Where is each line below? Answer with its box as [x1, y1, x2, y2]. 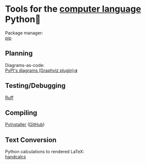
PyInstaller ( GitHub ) [5, 122, 45, 127]
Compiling [5, 108, 38, 117]
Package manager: [5, 30, 43, 36]
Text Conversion [5, 136, 57, 144]
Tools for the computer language [5, 3, 141, 15]
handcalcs [5, 154, 26, 160]
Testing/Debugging [5, 82, 66, 90]
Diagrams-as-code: [5, 62, 45, 68]
